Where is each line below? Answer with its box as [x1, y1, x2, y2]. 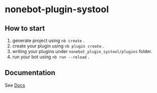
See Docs [5, 82, 26, 88]
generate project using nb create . [12, 37, 85, 43]
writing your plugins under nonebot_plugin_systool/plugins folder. [12, 49, 153, 54]
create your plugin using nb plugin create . [12, 43, 104, 49]
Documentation [5, 68, 56, 77]
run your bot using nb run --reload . [12, 54, 89, 60]
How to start [5, 24, 45, 33]
